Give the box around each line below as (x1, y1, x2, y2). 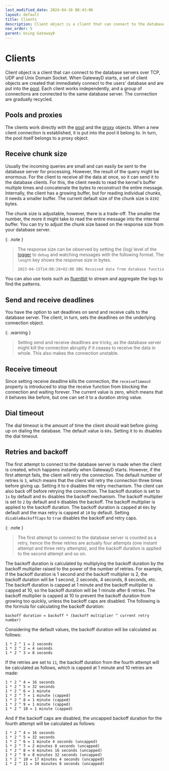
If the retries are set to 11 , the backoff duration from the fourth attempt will (5, 659, 159, 665)
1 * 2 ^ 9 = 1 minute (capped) (5, 702, 71, 707)
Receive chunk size (5, 150, 67, 158)
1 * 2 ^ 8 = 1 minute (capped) (5, 697, 71, 702)
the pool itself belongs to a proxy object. (5, 135, 89, 141)
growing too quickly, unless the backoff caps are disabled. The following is (5, 598, 160, 604)
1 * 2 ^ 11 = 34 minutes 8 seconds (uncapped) (5, 761, 105, 766)
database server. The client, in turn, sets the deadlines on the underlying (5, 314, 156, 321)
